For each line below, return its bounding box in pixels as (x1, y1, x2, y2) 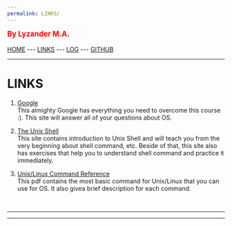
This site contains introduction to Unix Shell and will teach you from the (17, 134, 220, 142)
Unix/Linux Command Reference (17, 169, 110, 178)
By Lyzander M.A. (7, 29, 70, 39)
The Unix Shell (17, 126, 59, 135)
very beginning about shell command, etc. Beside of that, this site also (17, 141, 217, 149)
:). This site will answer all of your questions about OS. (17, 113, 173, 122)
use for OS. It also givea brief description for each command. (17, 184, 191, 192)
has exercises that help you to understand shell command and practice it (17, 149, 224, 157)
